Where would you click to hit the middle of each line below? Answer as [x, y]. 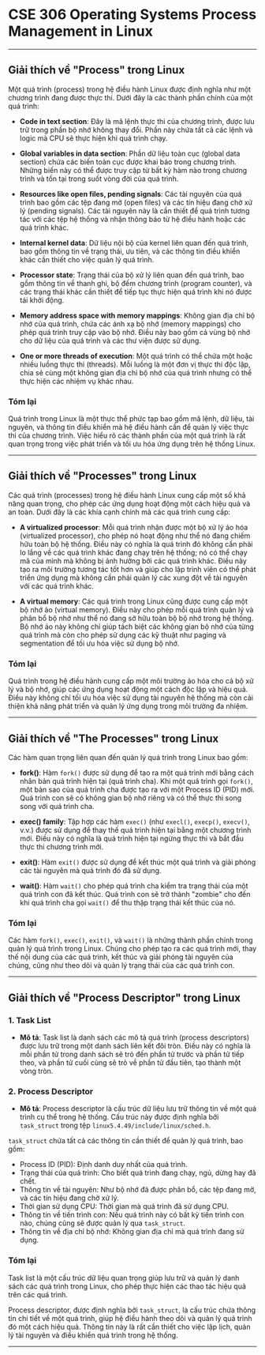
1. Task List [30, 1020]
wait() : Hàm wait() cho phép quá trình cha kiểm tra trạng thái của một [134, 886]
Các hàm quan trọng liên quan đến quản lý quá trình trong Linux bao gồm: [128, 757]
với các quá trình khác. [57, 585]
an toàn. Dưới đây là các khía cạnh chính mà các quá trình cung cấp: [119, 512]
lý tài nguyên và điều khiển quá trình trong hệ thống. [93, 1335]
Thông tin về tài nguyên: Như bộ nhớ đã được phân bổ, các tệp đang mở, [138, 1190]
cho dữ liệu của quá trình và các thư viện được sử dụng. [110, 341]
